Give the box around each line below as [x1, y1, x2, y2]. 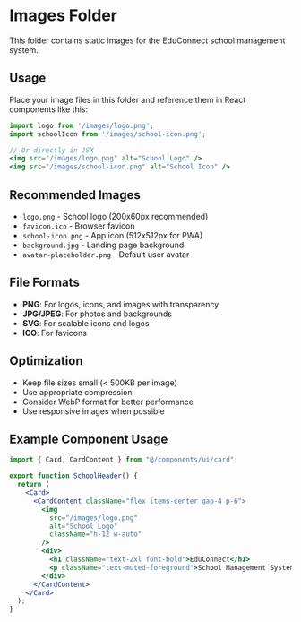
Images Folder [9, 5, 118, 26]
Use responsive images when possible [21, 405, 165, 417]
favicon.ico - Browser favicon [21, 220, 135, 231]
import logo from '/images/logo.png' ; [9, 121, 154, 130]
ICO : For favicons [21, 327, 88, 338]
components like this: [9, 104, 89, 115]
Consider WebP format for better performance [21, 396, 194, 407]
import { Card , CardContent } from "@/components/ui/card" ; [9, 455, 239, 464]
